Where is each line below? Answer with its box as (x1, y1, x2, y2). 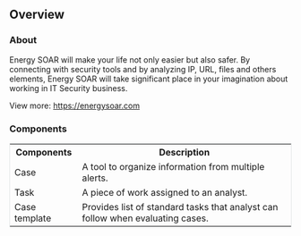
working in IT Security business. (9, 82, 128, 93)
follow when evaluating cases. (82, 212, 209, 224)
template (14, 212, 52, 224)
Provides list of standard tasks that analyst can (82, 200, 279, 213)
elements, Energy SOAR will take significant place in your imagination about (9, 73, 288, 84)
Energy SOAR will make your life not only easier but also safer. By (9, 54, 251, 65)
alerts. (82, 172, 109, 184)
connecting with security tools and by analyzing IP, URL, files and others (9, 63, 277, 74)
